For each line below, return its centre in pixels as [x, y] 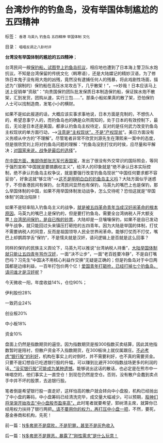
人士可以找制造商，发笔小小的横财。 [41, 103]
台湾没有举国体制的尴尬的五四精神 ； [41, 57]
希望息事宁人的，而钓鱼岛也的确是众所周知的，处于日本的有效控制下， [83, 120]
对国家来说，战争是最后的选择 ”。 [47, 150]
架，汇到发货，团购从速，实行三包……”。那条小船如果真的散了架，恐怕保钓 [80, 97]
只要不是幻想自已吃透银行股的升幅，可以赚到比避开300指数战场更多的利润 [79, 362]
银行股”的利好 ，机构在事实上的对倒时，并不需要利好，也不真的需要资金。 [84, 356]
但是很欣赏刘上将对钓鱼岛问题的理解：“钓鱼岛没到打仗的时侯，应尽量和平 [78, 144]
